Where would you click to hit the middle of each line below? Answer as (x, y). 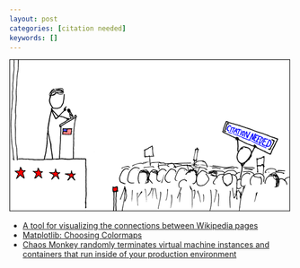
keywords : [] (34, 38)
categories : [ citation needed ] (68, 28)
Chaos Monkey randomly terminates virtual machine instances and (146, 245)
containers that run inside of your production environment (129, 255)
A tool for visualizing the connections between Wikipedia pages (140, 226)
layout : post (34, 19)
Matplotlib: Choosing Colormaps (82, 235)
